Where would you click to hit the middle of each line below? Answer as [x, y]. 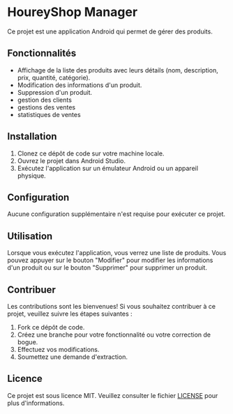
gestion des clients [44, 100]
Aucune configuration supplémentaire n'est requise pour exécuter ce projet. [116, 214]
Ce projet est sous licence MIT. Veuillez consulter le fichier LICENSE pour [113, 395]
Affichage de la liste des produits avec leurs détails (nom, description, [118, 70]
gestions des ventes [46, 107]
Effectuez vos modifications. [58, 350]
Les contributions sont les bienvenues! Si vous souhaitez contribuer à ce [112, 306]
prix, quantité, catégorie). [54, 77]
